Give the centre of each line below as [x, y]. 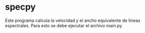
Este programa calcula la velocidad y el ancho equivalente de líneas [73, 20]
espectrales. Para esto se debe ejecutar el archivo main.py [64, 25]
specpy [20, 7]
